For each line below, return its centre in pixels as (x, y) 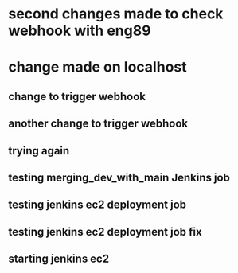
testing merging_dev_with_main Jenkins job (119, 177)
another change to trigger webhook (98, 124)
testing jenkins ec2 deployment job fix (105, 232)
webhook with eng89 (80, 31)
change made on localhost (98, 67)
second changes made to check (116, 14)
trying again (39, 151)
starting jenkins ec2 (59, 259)
